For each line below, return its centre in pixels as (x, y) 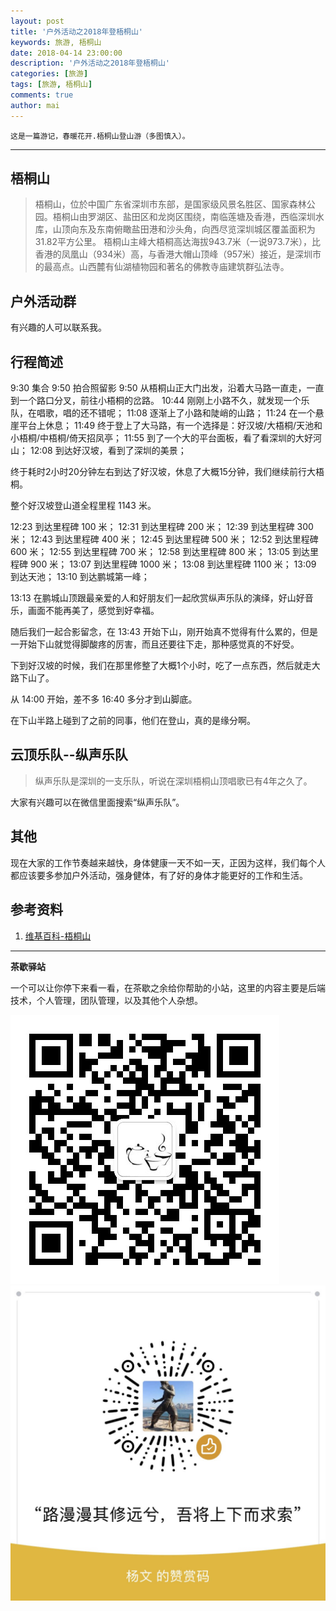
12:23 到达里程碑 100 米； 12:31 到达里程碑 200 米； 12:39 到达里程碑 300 (162, 527)
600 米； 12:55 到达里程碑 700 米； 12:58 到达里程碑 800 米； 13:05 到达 (160, 552)
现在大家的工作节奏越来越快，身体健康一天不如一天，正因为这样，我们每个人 (168, 862)
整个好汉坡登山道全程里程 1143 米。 (83, 506)
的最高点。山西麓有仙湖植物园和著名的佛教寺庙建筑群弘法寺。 (162, 267)
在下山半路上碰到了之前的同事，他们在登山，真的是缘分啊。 (133, 721)
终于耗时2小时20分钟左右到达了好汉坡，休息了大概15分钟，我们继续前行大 (163, 472)
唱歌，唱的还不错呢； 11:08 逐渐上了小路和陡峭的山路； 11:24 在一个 (176, 413)
